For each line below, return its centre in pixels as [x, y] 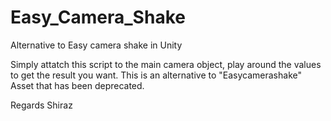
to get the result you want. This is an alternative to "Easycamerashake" [156, 75]
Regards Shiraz [41, 105]
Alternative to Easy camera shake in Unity [96, 45]
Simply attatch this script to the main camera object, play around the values [166, 64]
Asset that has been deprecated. [77, 85]
